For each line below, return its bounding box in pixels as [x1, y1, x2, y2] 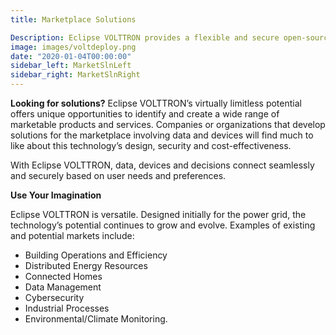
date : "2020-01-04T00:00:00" [10, 51, 132, 61]
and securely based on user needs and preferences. [10, 170, 227, 181]
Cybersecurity [24, 292, 85, 303]
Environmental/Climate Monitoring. [24, 313, 168, 325]
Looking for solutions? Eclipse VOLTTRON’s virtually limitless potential [10, 97, 302, 109]
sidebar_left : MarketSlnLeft [10, 61, 132, 71]
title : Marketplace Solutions [10, 14, 137, 25]
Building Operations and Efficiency [24, 249, 168, 261]
